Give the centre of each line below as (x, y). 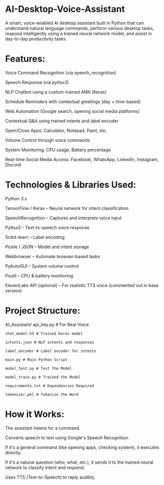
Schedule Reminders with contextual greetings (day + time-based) (73, 101)
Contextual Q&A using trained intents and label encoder (62, 121)
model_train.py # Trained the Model (43, 377)
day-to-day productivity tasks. (36, 39)
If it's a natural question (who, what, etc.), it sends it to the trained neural (79, 462)
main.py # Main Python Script (36, 360)
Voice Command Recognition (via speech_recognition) (61, 73)
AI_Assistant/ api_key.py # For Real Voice (47, 324)
